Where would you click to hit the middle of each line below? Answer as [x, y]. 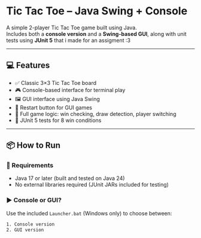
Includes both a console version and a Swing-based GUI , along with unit [96, 33]
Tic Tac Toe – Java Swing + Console [97, 11]
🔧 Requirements [30, 166]
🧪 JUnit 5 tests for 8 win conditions [58, 120]
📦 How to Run [33, 146]
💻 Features [28, 65]
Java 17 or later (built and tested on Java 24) [70, 178]
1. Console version [31, 224]
